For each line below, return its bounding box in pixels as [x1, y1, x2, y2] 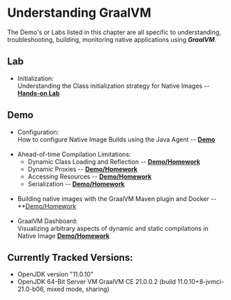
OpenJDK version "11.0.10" [17, 270, 94, 278]
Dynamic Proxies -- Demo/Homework [27, 165, 138, 173]
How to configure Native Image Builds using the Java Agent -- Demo [17, 135, 216, 144]
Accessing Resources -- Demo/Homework [27, 172, 152, 181]
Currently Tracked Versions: [7, 251, 133, 263]
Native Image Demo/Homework [17, 232, 110, 240]
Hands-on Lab [17, 89, 60, 97]
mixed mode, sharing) [46, 285, 110, 294]
